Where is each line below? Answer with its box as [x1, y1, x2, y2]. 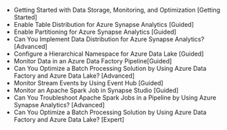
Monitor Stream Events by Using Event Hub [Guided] [13, 79, 164, 87]
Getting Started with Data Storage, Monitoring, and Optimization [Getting [13, 6, 221, 14]
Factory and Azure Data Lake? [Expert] [13, 116, 125, 123]
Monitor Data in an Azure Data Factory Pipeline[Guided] [13, 57, 172, 65]
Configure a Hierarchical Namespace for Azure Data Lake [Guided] [13, 50, 204, 58]
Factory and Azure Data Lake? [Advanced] [13, 72, 135, 80]
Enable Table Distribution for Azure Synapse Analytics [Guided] [13, 21, 195, 28]
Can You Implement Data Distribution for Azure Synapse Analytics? [13, 35, 205, 43]
